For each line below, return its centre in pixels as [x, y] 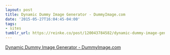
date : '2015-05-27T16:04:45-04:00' [43, 19]
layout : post [19, 10]
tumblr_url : [18, 33]
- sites [13, 28]
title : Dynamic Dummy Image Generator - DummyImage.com [65, 14]
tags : [11, 24]
